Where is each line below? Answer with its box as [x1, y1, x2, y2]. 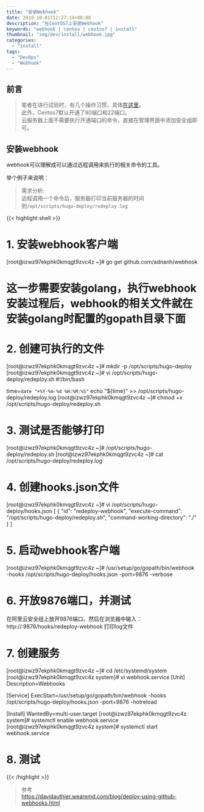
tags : [6, 49, 20, 55]
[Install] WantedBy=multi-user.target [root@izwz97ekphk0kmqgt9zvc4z [6, 710, 187, 717]
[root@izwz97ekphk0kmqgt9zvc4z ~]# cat [55, 451, 164, 458]
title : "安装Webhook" [6, 9, 60, 15]
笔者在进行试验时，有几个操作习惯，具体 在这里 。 [21, 101, 144, 109]
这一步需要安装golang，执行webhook [6, 282, 197, 296]
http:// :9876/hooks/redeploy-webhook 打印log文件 [6, 622, 133, 630]
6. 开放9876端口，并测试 [6, 594, 131, 608]
